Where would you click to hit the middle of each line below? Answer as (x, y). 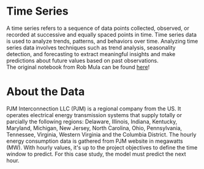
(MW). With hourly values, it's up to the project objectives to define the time (102, 147)
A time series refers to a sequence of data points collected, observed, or (98, 28)
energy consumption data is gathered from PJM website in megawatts (95, 141)
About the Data (46, 92)
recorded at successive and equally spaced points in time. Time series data (102, 34)
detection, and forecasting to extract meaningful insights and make (91, 54)
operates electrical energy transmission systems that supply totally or (94, 115)
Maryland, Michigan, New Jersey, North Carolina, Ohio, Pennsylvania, (94, 128)
